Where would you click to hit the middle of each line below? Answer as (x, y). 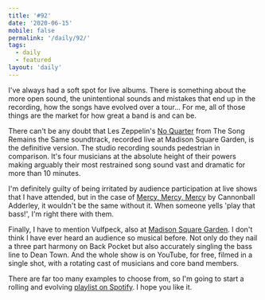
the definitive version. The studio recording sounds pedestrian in (114, 147)
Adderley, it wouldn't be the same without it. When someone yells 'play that (132, 205)
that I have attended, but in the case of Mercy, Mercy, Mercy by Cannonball (132, 197)
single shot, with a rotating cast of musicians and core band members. (124, 263)
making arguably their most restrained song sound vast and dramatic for (127, 165)
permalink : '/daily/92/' (49, 38)
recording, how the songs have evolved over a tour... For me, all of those (127, 107)
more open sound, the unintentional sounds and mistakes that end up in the (132, 98)
